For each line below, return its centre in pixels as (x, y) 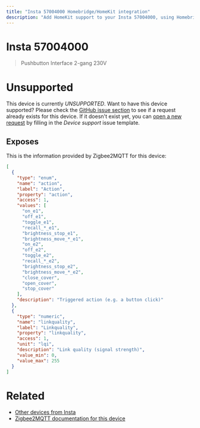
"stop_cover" (38, 289)
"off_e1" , (34, 217)
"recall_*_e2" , (41, 261)
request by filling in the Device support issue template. (73, 123)
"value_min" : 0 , (37, 355)
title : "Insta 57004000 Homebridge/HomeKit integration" (78, 12)
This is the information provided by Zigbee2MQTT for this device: (86, 156)
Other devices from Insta (45, 413)
